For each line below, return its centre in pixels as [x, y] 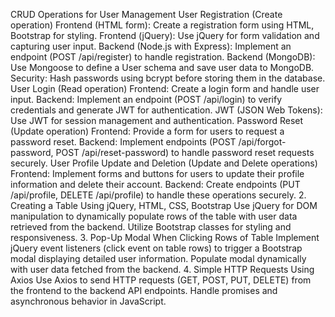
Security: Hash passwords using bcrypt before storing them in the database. [168, 78]
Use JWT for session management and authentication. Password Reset [157, 120]
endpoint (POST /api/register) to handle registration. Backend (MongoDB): [163, 57]
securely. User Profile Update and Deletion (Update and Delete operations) [164, 163]
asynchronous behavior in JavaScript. [88, 301]
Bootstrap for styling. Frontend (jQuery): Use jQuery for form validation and [165, 35]
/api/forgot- [262, 142]
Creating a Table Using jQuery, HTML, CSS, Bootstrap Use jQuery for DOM [164, 205]
